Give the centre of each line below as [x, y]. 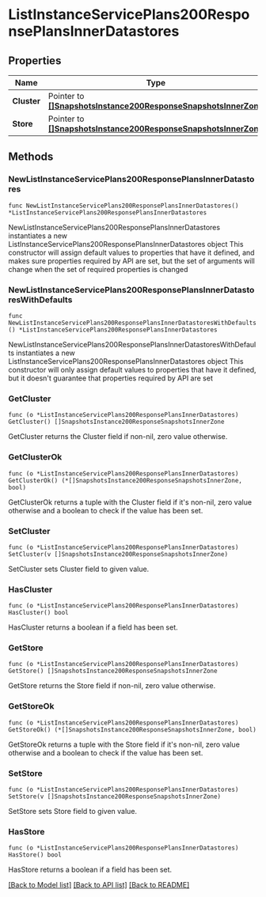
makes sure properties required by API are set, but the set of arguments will [131, 261]
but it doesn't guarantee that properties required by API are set [111, 378]
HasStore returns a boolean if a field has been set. [90, 870]
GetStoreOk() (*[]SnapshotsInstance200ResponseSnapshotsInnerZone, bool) [133, 729]
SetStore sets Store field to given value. [72, 812]
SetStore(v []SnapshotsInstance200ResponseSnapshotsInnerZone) [115, 797]
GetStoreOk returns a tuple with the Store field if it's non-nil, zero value [124, 744]
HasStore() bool [35, 855]
